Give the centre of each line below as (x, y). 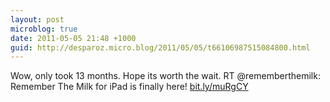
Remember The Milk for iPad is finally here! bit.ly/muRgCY (129, 87)
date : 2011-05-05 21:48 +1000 (73, 38)
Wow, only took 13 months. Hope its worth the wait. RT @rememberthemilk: (165, 76)
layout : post (37, 19)
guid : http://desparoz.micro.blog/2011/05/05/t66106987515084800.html (160, 47)
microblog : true (44, 29)
